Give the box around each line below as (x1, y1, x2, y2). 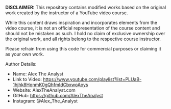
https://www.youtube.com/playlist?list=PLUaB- (42, 76, 142, 82)
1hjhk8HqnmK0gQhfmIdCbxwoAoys (12, 81, 88, 88)
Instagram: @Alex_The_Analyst (12, 98, 78, 104)
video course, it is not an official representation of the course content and (5, 25, 160, 31)
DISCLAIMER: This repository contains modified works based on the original (5, 5, 166, 10)
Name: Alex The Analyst (12, 71, 64, 77)
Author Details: (5, 61, 37, 67)
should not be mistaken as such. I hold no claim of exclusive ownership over (5, 31, 166, 36)
